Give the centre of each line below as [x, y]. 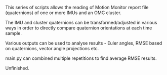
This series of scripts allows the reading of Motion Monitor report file [77, 7]
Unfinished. [17, 68]
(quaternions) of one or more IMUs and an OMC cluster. [63, 13]
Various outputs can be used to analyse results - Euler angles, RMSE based [84, 43]
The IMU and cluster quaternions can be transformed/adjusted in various [81, 23]
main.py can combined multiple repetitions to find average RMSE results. [81, 58]
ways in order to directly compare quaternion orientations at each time [79, 28]
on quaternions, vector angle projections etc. [52, 48]
